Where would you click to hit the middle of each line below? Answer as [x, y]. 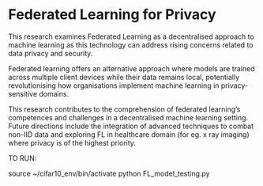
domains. [54, 93]
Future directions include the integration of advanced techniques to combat [131, 126]
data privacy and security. [51, 53]
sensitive [23, 93]
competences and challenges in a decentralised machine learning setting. [128, 117]
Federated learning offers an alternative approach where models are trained [131, 68]
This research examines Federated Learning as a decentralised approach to [131, 36]
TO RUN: [23, 158]
